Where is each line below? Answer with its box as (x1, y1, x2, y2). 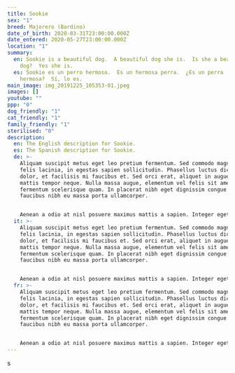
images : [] (7, 88, 39, 95)
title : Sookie (7, 10, 49, 17)
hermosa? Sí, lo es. (20, 75, 83, 83)
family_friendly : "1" (7, 120, 71, 128)
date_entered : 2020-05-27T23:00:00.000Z (7, 36, 127, 43)
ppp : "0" (7, 101, 33, 108)
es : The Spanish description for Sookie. (13, 147, 136, 154)
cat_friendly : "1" (7, 114, 61, 121)
